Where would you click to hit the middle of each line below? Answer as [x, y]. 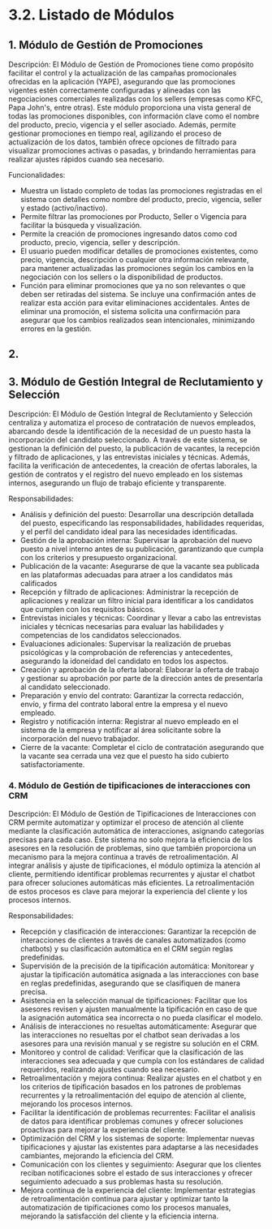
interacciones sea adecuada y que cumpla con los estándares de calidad [142, 1060]
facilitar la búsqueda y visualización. [81, 225]
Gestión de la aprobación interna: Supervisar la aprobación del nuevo [136, 541]
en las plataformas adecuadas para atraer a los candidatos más [126, 575]
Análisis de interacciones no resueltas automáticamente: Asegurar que [138, 1026]
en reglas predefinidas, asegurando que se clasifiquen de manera [130, 983]
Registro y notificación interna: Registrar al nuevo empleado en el [130, 722]
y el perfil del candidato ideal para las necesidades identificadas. [129, 532]
